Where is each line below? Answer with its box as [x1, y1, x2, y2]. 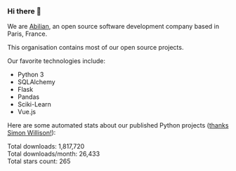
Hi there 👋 [7, 6, 42, 16]
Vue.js [17, 108, 37, 116]
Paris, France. [7, 29, 48, 38]
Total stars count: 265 [7, 157, 71, 165]
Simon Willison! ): [7, 129, 56, 137]
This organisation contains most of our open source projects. [7, 43, 184, 52]
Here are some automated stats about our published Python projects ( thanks [7, 121, 229, 130]
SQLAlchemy [17, 78, 55, 86]
